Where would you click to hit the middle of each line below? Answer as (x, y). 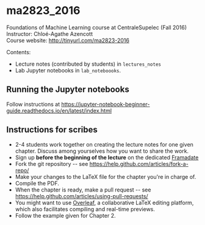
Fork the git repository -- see (52, 164)
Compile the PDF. (37, 183)
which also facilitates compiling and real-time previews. (85, 209)
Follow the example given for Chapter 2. (65, 215)
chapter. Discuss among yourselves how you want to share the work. (102, 151)
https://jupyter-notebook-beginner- (105, 104)
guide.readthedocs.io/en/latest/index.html (59, 111)
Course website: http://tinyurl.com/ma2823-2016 (68, 40)
